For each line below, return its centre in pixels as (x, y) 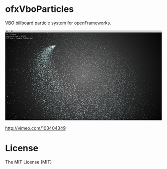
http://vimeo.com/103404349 (36, 128)
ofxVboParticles (40, 9)
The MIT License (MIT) (29, 162)
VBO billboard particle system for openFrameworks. (58, 23)
